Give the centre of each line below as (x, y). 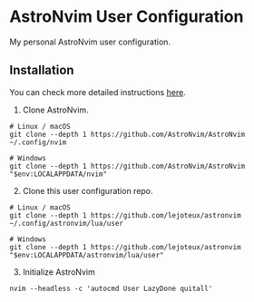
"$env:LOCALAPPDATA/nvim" (58, 174)
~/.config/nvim (38, 142)
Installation (42, 70)
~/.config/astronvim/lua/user (67, 223)
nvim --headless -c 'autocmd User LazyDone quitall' (111, 288)
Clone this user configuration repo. (88, 190)
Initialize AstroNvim (59, 272)
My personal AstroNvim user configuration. (90, 42)
